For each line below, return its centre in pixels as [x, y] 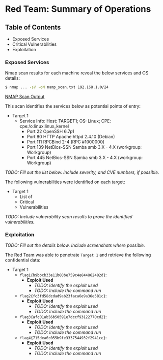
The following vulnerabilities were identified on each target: [65, 182]
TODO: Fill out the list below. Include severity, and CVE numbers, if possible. [82, 172]
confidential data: [23, 260]
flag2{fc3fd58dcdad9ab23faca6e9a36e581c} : [63, 296]
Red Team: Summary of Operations [78, 9]
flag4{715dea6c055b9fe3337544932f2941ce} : [63, 338]
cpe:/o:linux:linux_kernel [44, 126]
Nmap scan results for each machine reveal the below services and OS [77, 73]
